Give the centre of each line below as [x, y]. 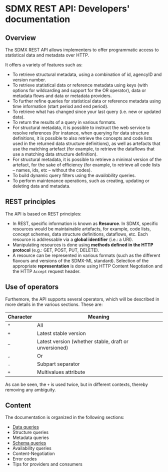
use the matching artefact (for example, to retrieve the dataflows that [83, 149]
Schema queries [29, 443]
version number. [29, 80]
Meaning [99, 316]
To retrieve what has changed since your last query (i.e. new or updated [86, 111]
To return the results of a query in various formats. [64, 122]
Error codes [24, 459]
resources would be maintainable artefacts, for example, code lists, [81, 228]
